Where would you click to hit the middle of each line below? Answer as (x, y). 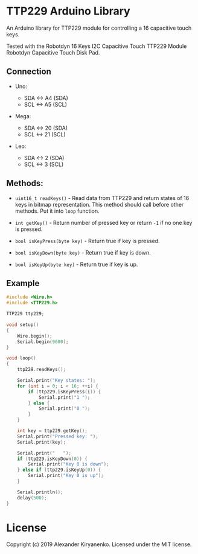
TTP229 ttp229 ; (25, 314)
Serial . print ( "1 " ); (64, 397)
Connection (29, 72)
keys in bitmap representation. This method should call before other (99, 204)
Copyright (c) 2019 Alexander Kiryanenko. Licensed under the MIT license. (99, 544)
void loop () (21, 358)
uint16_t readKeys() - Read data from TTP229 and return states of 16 (102, 198)
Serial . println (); (40, 492)
